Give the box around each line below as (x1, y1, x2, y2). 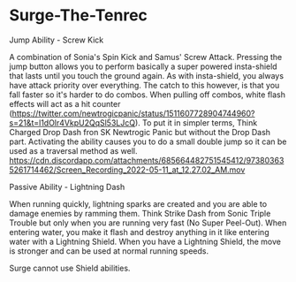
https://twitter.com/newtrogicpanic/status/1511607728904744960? (11, 108, 255, 118)
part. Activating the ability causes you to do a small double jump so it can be (9, 136, 287, 147)
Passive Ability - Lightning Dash (9, 181, 125, 192)
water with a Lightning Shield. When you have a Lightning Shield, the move (9, 236, 281, 247)
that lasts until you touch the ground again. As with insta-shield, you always (9, 70, 285, 80)
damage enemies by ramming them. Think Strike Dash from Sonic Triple (9, 208, 271, 218)
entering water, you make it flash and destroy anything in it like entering (9, 226, 269, 237)
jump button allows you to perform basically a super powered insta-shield (9, 61, 277, 72)
